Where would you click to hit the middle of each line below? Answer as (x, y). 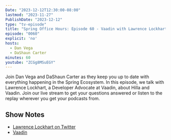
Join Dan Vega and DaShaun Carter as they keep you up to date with (77, 77)
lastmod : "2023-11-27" (29, 15)
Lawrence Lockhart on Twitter (44, 127)
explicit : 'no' (21, 39)
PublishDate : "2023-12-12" (34, 19)
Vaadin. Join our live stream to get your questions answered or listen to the (84, 93)
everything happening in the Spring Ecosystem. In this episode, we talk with (85, 82)
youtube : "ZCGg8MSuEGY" (31, 62)
